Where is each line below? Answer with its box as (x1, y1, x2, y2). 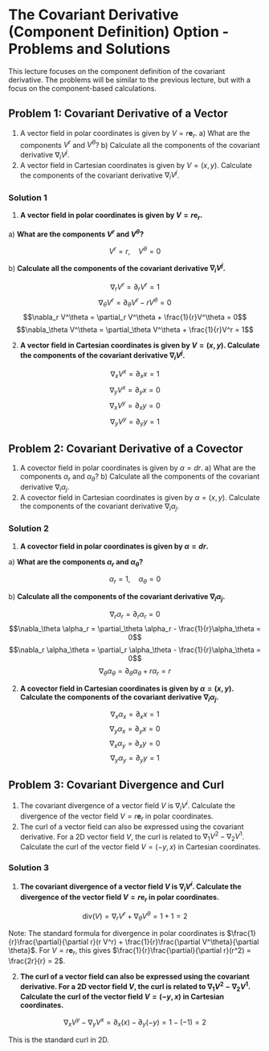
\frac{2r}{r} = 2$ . (8, 955, 66, 966)
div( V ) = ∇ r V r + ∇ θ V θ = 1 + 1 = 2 (82, 909, 188, 922)
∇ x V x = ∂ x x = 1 (110, 367, 160, 380)
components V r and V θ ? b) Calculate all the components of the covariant (19, 138, 260, 150)
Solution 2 (8, 523, 50, 534)
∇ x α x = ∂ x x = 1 (110, 709, 160, 721)
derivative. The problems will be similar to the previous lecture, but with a (8, 75, 251, 84)
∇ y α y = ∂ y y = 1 (109, 753, 161, 765)
